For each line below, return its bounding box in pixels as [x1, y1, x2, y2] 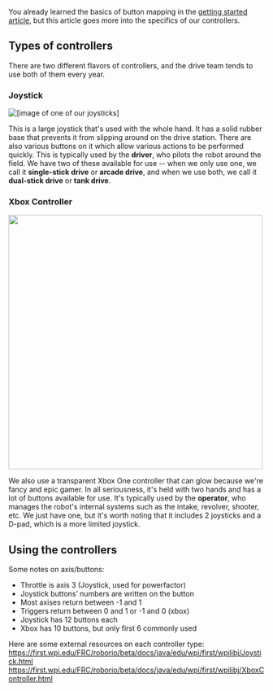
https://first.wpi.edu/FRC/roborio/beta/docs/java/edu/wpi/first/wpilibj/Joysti [8, 648, 262, 658]
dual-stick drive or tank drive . [8, 176, 111, 186]
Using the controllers [8, 543, 118, 557]
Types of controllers [8, 39, 114, 53]
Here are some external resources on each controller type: [8, 639, 205, 649]
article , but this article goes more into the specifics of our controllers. [8, 15, 240, 25]
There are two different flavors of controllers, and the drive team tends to [8, 60, 253, 70]
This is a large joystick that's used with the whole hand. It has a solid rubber [8, 124, 262, 133]
